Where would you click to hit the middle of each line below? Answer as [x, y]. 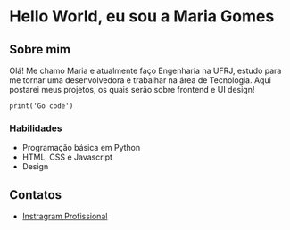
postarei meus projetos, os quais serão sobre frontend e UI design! [132, 90]
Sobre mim [40, 49]
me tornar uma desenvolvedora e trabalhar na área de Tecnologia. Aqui [141, 80]
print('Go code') [41, 106]
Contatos [36, 195]
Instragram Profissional [65, 217]
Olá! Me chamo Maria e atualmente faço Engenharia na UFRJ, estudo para [145, 70]
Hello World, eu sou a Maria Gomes [142, 16]
